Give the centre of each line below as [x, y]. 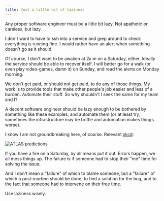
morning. [14, 74]
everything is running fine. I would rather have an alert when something [78, 44]
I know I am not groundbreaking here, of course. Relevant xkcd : [69, 134]
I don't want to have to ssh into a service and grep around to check [73, 38]
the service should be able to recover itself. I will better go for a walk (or [78, 64]
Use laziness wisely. [26, 193]
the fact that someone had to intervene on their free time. [63, 184]
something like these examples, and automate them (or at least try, [73, 114]
